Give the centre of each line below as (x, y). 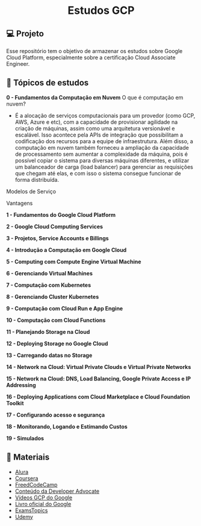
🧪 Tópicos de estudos (48, 83)
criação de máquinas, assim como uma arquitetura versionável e (95, 128)
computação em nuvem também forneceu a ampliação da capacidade (102, 147)
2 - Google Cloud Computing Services (55, 226)
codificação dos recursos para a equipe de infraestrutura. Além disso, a (104, 141)
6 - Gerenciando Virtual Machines (50, 273)
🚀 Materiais (28, 457)
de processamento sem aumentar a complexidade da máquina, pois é (101, 154)
